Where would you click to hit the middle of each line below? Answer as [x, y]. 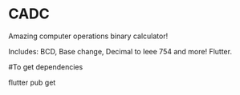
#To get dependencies [46, 67]
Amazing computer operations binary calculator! [88, 36]
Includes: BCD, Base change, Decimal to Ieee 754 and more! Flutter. [120, 51]
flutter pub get [32, 82]
